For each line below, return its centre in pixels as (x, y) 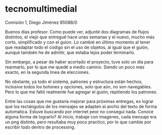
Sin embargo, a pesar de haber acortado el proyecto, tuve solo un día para (79, 62)
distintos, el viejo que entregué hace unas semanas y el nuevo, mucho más (80, 37)
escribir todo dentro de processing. (40, 127)
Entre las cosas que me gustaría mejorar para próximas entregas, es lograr (79, 101)
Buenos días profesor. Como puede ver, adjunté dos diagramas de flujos (77, 32)
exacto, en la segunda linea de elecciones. (47, 72)
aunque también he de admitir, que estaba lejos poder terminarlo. (70, 52)
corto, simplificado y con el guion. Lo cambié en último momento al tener (78, 42)
